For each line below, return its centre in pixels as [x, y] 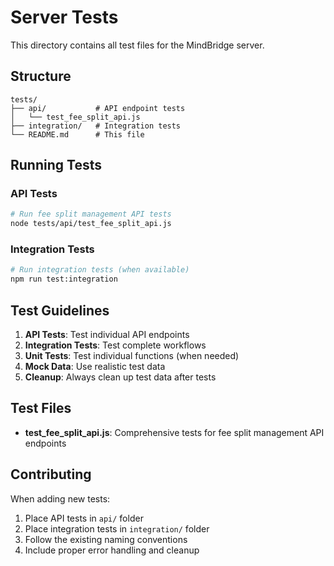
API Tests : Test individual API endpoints [107, 335]
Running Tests [56, 165]
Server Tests [64, 17]
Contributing [51, 474]
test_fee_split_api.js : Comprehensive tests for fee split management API [174, 432]
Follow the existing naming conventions [106, 539]
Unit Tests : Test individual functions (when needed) [132, 356]
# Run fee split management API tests [91, 214]
